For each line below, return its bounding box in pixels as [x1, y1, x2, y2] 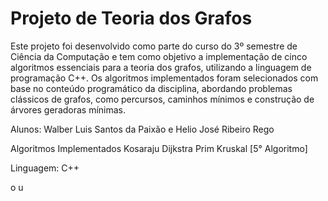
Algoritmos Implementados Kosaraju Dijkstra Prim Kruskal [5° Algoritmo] [10, 142, 308, 154]
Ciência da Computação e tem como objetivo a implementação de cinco [10, 50, 308, 62]
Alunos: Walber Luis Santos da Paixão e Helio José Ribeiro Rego [10, 123, 275, 135]
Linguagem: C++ [10, 162, 80, 174]
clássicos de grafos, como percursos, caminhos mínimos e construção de [10, 93, 315, 105]
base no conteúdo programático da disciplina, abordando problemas [10, 82, 293, 94]
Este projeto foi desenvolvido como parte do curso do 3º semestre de [10, 40, 298, 52]
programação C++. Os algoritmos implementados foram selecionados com [10, 72, 319, 84]
